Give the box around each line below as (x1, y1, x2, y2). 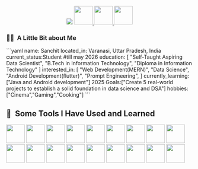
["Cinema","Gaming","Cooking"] (6, 91, 84, 98)
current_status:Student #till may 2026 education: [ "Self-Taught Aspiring (6, 53, 183, 60)
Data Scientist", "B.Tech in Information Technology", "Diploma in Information (6, 60, 193, 67)
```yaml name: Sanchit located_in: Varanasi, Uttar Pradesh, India (6, 47, 161, 55)
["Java (6, 79, 22, 86)
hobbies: (167, 85, 189, 92)
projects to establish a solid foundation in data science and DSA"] (6, 85, 166, 92)
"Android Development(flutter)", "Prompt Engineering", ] (6, 72, 143, 79)
